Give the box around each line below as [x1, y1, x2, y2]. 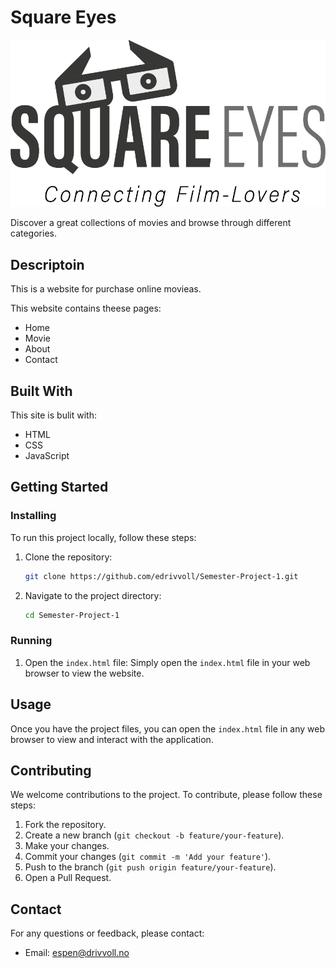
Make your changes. [24, 840, 110, 852]
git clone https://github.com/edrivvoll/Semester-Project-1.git [24, 571, 299, 581]
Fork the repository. [24, 819, 107, 831]
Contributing [10, 762, 92, 779]
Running [10, 634, 53, 648]
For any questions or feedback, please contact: [10, 927, 205, 940]
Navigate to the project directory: [24, 589, 162, 601]
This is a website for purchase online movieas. [10, 283, 202, 295]
